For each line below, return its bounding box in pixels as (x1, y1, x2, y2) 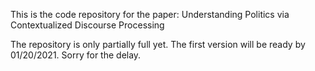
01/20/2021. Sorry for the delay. (10, 49, 142, 61)
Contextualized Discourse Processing (10, 19, 165, 31)
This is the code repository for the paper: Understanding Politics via (10, 9, 290, 20)
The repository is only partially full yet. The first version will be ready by (10, 39, 306, 50)
